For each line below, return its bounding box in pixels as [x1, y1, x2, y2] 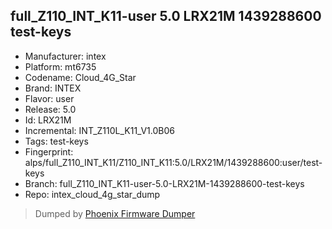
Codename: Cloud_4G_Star [24, 71, 137, 83]
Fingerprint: [24, 145, 74, 158]
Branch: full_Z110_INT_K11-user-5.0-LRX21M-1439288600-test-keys [24, 177, 305, 189]
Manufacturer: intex [24, 50, 107, 62]
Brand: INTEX [24, 82, 82, 94]
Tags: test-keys [24, 135, 89, 147]
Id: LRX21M [24, 114, 72, 126]
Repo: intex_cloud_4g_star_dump [24, 188, 161, 200]
